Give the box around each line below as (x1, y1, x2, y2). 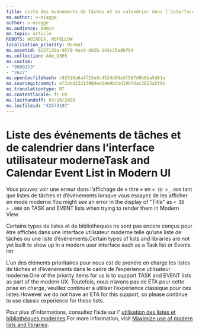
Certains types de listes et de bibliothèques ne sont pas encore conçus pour (6, 222, 192, 229)
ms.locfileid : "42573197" (6, 102, 70, 109)
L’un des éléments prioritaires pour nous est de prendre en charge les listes (6, 259, 191, 266)
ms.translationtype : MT (6, 86, 65, 92)
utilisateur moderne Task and (6, 153, 150, 167)
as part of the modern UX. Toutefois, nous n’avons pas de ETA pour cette (6, 278, 185, 285)
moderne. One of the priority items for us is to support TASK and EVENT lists (6, 272, 192, 279)
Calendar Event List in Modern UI (6, 166, 171, 179)
